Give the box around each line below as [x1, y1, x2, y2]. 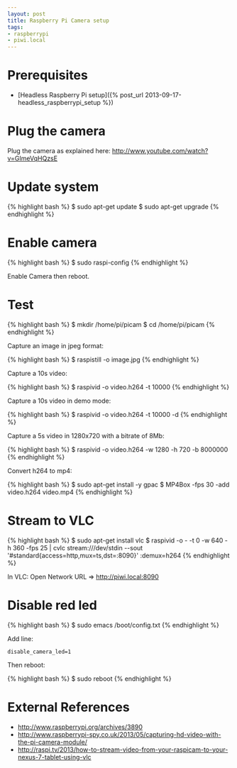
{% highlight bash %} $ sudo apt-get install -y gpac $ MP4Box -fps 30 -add [7, 480, 230, 489]
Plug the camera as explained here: [7, 147, 111, 155]
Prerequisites [7, 67, 89, 84]
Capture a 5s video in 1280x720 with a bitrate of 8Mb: [7, 431, 165, 440]
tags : [7, 23, 23, 30]
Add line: [7, 634, 33, 642]
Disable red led [7, 597, 97, 613]
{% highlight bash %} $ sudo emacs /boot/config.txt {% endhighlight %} [7, 620, 220, 629]
